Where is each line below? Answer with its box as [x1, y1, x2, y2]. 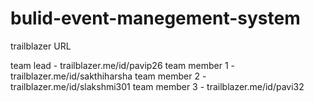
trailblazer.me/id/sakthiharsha [10, 70, 133, 82]
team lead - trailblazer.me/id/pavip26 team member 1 [10, 59, 229, 71]
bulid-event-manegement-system [10, 7, 301, 30]
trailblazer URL [10, 40, 72, 52]
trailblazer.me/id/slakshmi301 [10, 80, 131, 92]
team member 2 [134, 70, 200, 82]
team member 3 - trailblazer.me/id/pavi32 [132, 80, 305, 92]
